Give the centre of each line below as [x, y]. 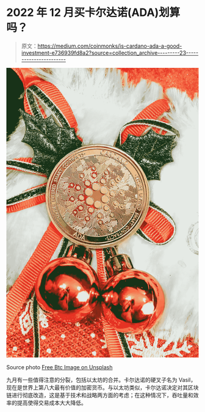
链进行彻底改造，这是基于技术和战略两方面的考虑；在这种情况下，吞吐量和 [100, 395]
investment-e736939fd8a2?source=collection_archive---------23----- [110, 53]
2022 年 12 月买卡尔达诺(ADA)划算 [93, 13]
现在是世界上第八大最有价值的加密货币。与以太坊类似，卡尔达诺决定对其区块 [103, 387]
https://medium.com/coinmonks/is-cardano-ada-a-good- [110, 46]
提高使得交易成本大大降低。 [52, 403]
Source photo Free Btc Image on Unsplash [59, 367]
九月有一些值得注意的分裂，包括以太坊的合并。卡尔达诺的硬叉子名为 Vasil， [101, 380]
